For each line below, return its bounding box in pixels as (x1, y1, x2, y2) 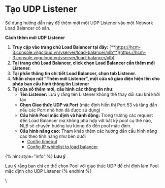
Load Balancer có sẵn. (5, 25, 51, 31)
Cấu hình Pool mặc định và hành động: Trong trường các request (19, 112, 153, 118)
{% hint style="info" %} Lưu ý (5, 153, 66, 159)
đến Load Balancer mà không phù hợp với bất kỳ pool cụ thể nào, (19, 117, 152, 123)
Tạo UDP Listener (5, 3, 77, 15)
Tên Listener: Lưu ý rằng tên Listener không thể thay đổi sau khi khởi (19, 91, 160, 97)
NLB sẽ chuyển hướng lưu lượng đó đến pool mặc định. (19, 122, 132, 129)
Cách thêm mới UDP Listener (5, 35, 65, 40)
